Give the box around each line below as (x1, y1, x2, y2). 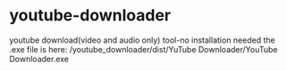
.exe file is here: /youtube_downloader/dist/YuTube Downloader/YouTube (9, 43, 278, 54)
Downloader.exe (9, 53, 70, 64)
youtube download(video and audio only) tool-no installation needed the (9, 35, 275, 45)
